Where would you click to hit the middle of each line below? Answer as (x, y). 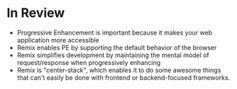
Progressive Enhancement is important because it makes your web (115, 32)
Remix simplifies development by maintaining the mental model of (113, 55)
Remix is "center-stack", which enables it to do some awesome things (119, 70)
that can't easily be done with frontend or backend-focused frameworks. (123, 77)
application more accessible (58, 40)
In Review (36, 13)
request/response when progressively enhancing (89, 62)
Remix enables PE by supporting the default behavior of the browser (117, 47)
